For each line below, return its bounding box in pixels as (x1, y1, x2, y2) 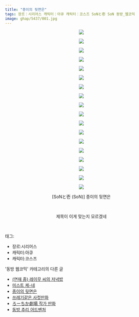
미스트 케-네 (12, 283, 35, 288)
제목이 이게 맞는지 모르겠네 (56, 214, 107, 219)
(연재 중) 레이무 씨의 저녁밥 (12, 276, 63, 282)
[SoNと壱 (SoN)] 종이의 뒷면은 (52, 194, 111, 200)
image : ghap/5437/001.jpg (5, 16, 57, 21)
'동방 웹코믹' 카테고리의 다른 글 (5, 266, 63, 272)
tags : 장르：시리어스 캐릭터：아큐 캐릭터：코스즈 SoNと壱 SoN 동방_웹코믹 (5, 12, 135, 17)
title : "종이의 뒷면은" (5, 7, 47, 12)
